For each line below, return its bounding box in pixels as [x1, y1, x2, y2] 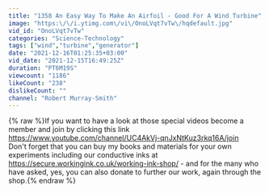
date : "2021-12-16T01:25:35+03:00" [8, 49, 128, 57]
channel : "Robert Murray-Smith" [8, 94, 117, 102]
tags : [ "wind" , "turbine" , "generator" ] [8, 42, 139, 50]
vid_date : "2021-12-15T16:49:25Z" [8, 57, 125, 65]
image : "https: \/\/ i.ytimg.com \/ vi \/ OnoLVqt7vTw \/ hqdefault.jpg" [8, 19, 233, 27]
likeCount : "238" [8, 79, 67, 87]
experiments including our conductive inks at [8, 150, 158, 160]
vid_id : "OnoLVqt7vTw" [8, 27, 85, 35]
